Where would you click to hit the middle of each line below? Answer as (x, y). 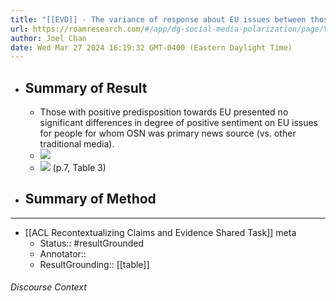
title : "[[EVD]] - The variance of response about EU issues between (158, 19)
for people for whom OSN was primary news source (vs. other (168, 133)
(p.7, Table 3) (79, 168)
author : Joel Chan (48, 38)
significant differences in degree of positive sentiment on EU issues (178, 123)
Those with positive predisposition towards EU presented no (164, 112)
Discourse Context (48, 287)
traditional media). (77, 144)
